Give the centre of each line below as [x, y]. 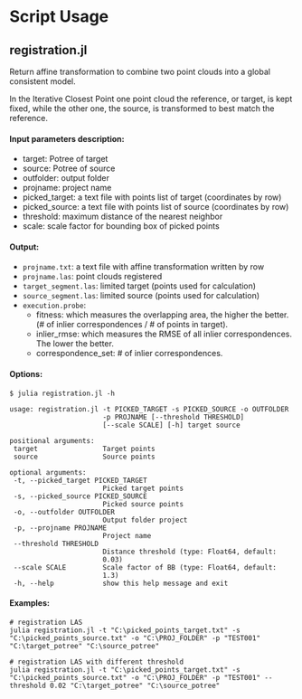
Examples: [29, 603]
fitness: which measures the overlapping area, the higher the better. [162, 315]
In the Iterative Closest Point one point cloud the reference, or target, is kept [151, 99]
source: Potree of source [69, 168]
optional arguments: [48, 472]
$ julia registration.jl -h [62, 393]
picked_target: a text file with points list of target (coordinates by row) [152, 197]
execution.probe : [54, 306]
